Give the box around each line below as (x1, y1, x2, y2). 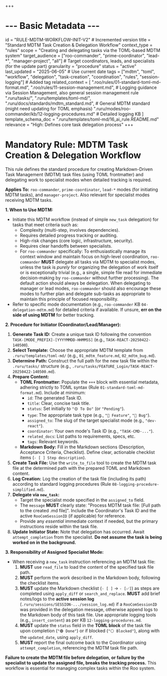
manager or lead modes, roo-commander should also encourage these (19, 285, 161, 291)
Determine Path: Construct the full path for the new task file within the (12, 357, 158, 363)
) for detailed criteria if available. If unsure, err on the (52, 307, 162, 313)
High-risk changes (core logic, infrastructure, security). (19, 238, 134, 244)
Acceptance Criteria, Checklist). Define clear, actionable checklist (19, 449, 155, 455)
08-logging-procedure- (112, 482, 160, 487)
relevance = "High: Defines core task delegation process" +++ (5, 121, 134, 127)
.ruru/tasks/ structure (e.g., (12, 363, 71, 369)
